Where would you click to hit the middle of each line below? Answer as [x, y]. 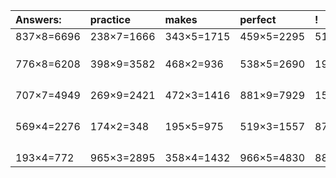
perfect [258, 19]
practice [110, 19]
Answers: [38, 19]
